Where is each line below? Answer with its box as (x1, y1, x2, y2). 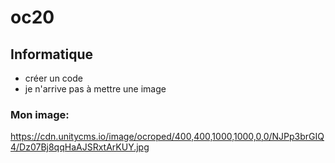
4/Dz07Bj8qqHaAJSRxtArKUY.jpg (10, 141, 150, 153)
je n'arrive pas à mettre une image (24, 83, 167, 95)
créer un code (24, 72, 83, 84)
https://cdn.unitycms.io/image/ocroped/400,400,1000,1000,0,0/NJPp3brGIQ (10, 131, 325, 143)
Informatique (10, 46, 94, 63)
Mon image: (10, 107, 70, 121)
